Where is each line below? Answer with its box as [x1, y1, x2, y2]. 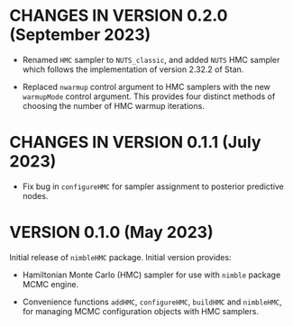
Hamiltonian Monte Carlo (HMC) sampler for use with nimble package [22, 269, 281, 280]
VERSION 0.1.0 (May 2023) [9, 222, 214, 243]
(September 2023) [9, 24, 151, 45]
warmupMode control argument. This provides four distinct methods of [22, 91, 276, 102]
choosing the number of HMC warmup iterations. [22, 100, 205, 111]
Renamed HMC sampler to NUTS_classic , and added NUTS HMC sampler [22, 54, 280, 65]
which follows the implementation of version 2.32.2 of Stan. [22, 64, 244, 75]
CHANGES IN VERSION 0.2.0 [9, 5, 228, 26]
